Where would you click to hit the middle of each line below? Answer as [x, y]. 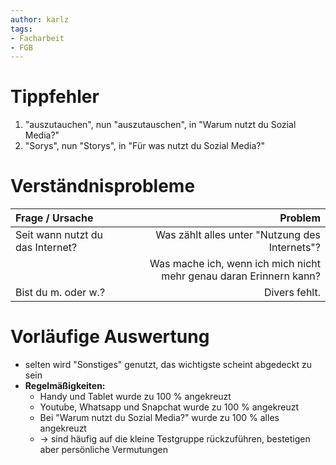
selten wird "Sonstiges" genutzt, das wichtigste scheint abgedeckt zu [168, 365]
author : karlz [40, 19]
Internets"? [294, 248]
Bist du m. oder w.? [60, 293]
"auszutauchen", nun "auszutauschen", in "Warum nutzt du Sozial [160, 125]
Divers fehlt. [292, 293]
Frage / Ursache [54, 218]
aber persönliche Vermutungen [103, 450]
